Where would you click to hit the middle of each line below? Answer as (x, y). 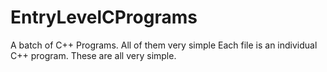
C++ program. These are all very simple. (93, 55)
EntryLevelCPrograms (104, 17)
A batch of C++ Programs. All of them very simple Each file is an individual (164, 45)
